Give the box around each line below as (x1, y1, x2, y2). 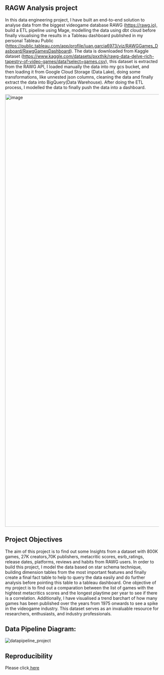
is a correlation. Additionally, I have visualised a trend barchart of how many (5, 595, 158, 601)
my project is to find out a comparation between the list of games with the (5, 585, 154, 590)
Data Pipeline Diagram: (5, 625, 77, 633)
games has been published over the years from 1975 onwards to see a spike (5, 600, 158, 606)
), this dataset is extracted (105, 58, 158, 64)
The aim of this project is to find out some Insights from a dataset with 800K (5, 548, 158, 554)
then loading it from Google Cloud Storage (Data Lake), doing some (5, 68, 141, 75)
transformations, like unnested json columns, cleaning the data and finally (5, 74, 154, 80)
